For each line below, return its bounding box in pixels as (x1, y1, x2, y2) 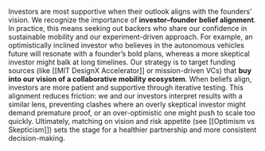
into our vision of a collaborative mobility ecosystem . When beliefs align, (8, 75, 252, 83)
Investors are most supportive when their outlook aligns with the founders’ (8, 7, 252, 16)
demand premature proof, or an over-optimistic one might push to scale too (8, 108, 256, 118)
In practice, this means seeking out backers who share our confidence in (8, 24, 247, 33)
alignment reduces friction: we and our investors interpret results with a (8, 91, 243, 100)
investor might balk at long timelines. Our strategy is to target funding (8, 57, 236, 67)
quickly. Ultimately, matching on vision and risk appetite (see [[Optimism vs (8, 117, 255, 126)
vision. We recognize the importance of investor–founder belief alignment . (8, 15, 256, 25)
